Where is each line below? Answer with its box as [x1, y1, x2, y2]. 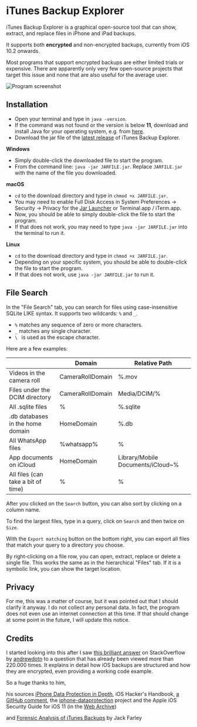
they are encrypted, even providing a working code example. [6, 668, 154, 675]
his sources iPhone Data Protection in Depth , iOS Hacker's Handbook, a [6, 691, 179, 698]
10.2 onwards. [6, 47, 40, 54]
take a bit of [9, 477, 42, 486]
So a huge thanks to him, [6, 679, 66, 686]
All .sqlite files [9, 402, 47, 410]
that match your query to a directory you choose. [6, 541, 125, 548]
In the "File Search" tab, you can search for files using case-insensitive [6, 304, 178, 311]
